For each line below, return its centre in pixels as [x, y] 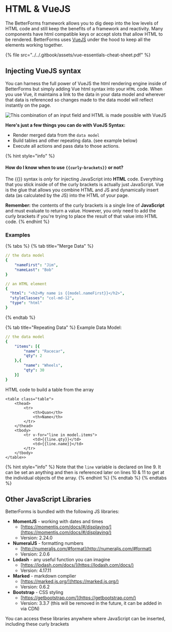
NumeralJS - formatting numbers [48, 543]
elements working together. [34, 45]
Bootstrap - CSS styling [38, 592]
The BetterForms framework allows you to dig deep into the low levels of [82, 23]
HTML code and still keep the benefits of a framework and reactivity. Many [84, 28]
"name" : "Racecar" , [45, 351]
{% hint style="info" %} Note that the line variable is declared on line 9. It [83, 467]
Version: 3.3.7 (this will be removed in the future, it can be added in [91, 603]
